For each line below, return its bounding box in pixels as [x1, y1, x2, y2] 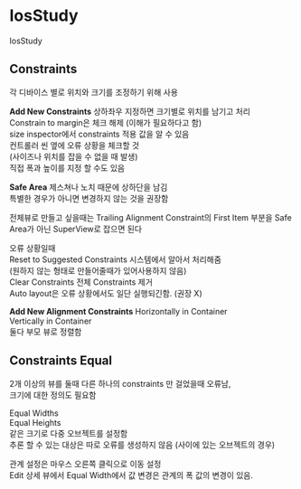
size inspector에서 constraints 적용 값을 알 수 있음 [9, 128, 190, 139]
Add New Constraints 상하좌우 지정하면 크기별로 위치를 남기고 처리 [9, 106, 251, 117]
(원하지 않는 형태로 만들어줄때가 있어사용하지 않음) [9, 265, 187, 276]
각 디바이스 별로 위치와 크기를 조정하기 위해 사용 [9, 87, 179, 98]
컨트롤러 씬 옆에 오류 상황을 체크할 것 [9, 139, 140, 150]
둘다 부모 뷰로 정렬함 [9, 326, 82, 337]
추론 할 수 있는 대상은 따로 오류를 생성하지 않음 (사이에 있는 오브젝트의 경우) [9, 439, 276, 450]
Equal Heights [9, 417, 61, 428]
